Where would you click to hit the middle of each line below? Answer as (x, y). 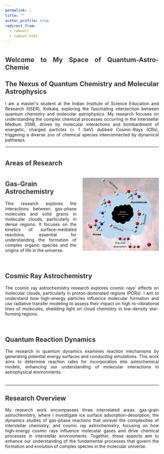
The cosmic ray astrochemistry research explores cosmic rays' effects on (82, 288)
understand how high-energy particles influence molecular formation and (82, 298)
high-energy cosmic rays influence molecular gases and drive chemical (82, 431)
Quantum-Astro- (133, 60)
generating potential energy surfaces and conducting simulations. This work (82, 357)
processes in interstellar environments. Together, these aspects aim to (82, 436)
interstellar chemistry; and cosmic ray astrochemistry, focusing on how (82, 426)
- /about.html (24, 36)
